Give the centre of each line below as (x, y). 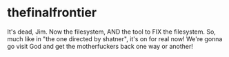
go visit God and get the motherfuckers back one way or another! (100, 46)
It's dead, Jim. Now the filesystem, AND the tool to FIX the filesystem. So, (111, 32)
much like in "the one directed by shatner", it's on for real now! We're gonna (115, 38)
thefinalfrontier (52, 13)
